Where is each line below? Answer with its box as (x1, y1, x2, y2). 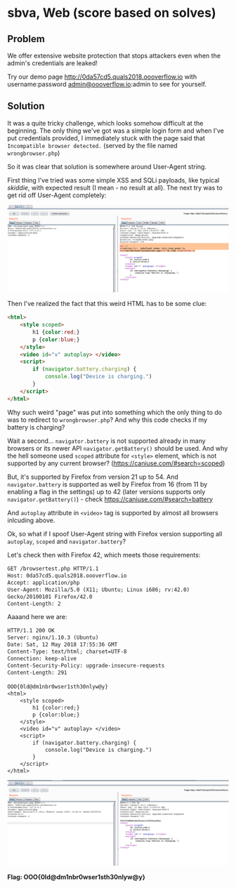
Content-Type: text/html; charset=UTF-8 (7, 648, 128, 655)
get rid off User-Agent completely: (7, 191, 107, 199)
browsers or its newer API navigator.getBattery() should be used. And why (7, 444, 228, 452)
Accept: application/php (7, 579, 80, 586)
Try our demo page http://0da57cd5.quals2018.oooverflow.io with (7, 72, 197, 81)
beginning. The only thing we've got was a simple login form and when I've (7, 126, 225, 135)
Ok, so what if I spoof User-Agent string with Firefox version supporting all (7, 529, 223, 538)
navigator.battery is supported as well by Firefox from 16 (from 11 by (7, 479, 208, 489)
